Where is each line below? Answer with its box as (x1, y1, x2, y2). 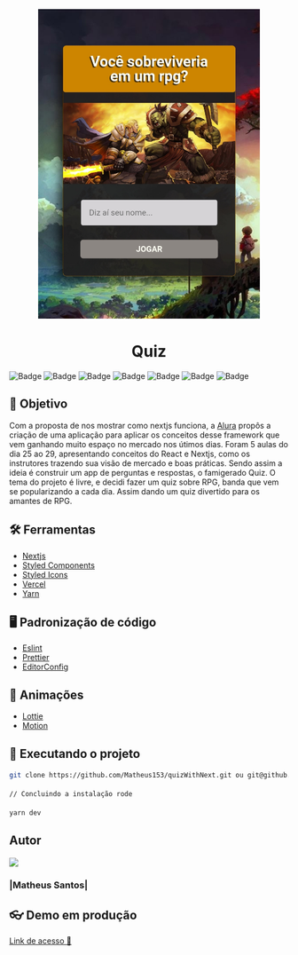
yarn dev (9, 808, 42, 817)
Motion (21, 721, 49, 731)
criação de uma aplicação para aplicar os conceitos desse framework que (9, 430, 280, 440)
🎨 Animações (9, 687, 84, 702)
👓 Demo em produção (9, 907, 137, 922)
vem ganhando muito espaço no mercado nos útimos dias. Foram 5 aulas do (9, 438, 288, 449)
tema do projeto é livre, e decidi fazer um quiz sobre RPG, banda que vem (9, 477, 279, 487)
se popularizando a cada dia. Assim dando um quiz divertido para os (9, 485, 260, 496)
